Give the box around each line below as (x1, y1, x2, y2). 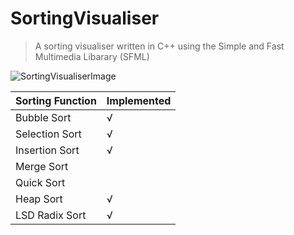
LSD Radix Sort (15, 208, 87, 222)
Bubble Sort (15, 110, 72, 124)
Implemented (106, 93, 172, 107)
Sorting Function (15, 93, 97, 107)
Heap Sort (15, 192, 63, 206)
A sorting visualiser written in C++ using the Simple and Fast (34, 40, 285, 52)
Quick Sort (15, 175, 66, 189)
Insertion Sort (15, 143, 80, 157)
